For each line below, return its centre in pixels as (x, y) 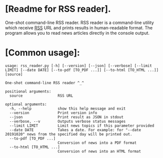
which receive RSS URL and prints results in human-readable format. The (79, 27)
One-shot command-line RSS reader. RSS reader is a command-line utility (80, 23)
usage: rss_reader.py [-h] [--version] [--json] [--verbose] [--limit (79, 66)
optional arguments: (26, 104)
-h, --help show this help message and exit (68, 109)
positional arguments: (28, 91)
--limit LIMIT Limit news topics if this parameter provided (82, 126)
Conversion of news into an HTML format (99, 151)
